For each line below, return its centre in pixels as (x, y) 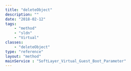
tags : (11, 24)
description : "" (22, 14)
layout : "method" (23, 56)
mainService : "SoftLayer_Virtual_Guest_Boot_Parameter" (66, 61)
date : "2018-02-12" (25, 19)
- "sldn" (23, 33)
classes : (14, 42)
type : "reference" (24, 51)
